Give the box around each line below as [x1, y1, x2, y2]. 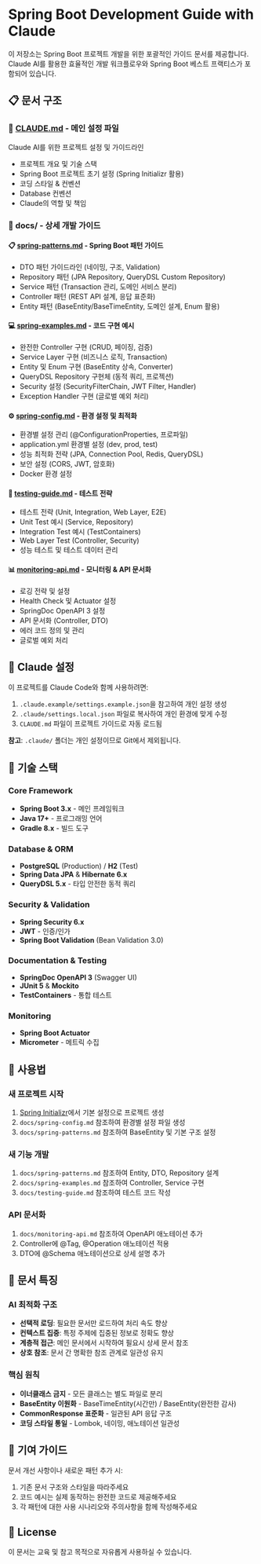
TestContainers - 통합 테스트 [19, 990, 112, 999]
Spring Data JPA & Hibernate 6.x [19, 870, 128, 879]
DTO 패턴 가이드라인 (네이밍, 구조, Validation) [19, 262, 161, 272]
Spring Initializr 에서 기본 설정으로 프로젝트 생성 [19, 1108, 165, 1117]
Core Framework [8, 785, 73, 796]
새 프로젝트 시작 [8, 1088, 64, 1099]
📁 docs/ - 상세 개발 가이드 [8, 220, 101, 231]
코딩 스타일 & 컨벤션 [19, 178, 81, 188]
